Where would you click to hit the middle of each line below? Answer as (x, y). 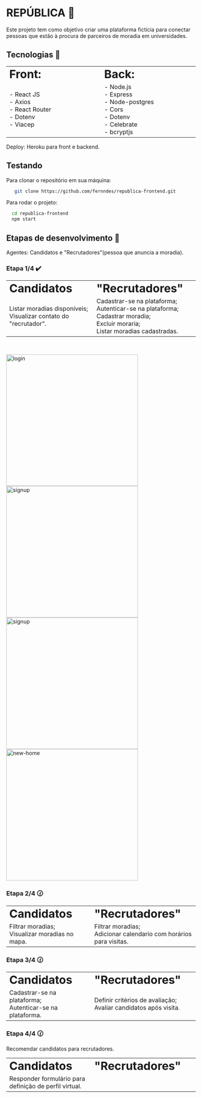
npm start (24, 219)
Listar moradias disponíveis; (49, 308)
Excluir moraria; (118, 324)
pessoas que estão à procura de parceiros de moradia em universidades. (97, 35)
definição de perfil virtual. (46, 1087)
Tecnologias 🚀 (33, 55)
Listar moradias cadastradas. (137, 331)
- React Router (30, 109)
